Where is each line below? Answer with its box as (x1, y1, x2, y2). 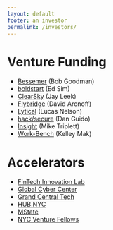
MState (17, 207, 39, 216)
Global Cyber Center (17, 185, 77, 194)
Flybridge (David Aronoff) (17, 99, 92, 108)
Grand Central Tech (17, 193, 75, 201)
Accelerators (7, 155, 85, 170)
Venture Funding (7, 54, 107, 70)
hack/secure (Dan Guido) (17, 114, 91, 123)
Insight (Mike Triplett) (17, 122, 80, 131)
